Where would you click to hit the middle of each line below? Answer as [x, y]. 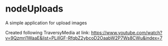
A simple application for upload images [46, 23]
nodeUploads [34, 9]
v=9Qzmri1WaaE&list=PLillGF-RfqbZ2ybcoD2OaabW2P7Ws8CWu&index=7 [84, 38]
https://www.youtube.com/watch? [127, 32]
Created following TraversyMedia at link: [48, 32]
